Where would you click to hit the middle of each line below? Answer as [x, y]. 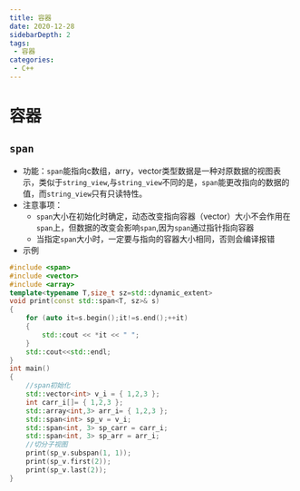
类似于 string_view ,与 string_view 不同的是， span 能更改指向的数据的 [164, 182]
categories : [32, 60]
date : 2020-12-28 [42, 26]
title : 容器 [30, 18]
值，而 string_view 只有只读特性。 [85, 193]
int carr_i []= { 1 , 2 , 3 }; [75, 402]
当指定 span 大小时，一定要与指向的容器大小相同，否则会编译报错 [155, 239]
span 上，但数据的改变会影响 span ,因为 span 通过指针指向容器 [145, 227]
